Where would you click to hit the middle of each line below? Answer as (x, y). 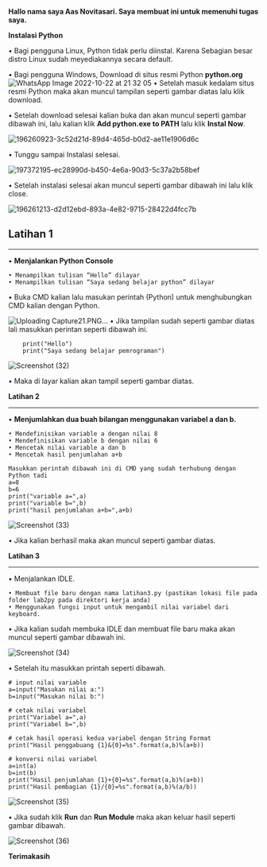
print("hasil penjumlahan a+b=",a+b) (71, 510)
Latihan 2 (24, 396)
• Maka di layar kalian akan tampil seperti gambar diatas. (101, 381)
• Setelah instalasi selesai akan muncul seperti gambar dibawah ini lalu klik (131, 185)
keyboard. (25, 614)
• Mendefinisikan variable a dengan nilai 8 (83, 433)
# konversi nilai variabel (53, 759)
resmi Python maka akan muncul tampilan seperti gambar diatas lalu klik (126, 91)
